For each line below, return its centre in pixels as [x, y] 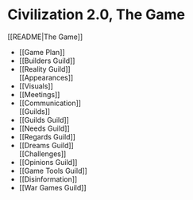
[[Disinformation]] [48, 179]
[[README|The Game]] [45, 37]
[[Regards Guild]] [47, 136]
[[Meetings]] [39, 94]
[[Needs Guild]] [44, 128]
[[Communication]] [50, 103]
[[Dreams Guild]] [46, 145]
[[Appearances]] [46, 77]
